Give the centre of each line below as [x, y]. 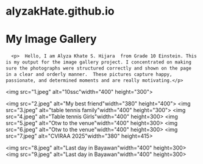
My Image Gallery [51, 39]
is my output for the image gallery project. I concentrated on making [98, 62]
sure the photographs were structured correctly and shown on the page [98, 68]
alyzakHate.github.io [60, 11]
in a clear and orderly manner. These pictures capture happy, [89, 74]
